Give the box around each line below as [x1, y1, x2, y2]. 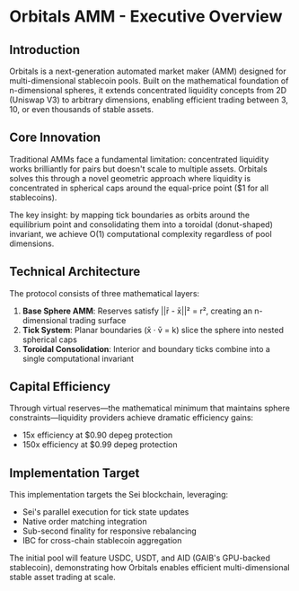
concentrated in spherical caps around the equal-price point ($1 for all [9, 182, 269, 193]
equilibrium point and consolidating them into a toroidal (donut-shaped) [9, 218, 274, 230]
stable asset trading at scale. [9, 572, 117, 583]
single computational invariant [22, 353, 135, 364]
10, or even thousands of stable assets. [9, 104, 154, 114]
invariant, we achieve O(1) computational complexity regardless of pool [9, 228, 272, 239]
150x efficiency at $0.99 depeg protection [22, 439, 178, 450]
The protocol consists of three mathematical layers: [9, 287, 200, 298]
